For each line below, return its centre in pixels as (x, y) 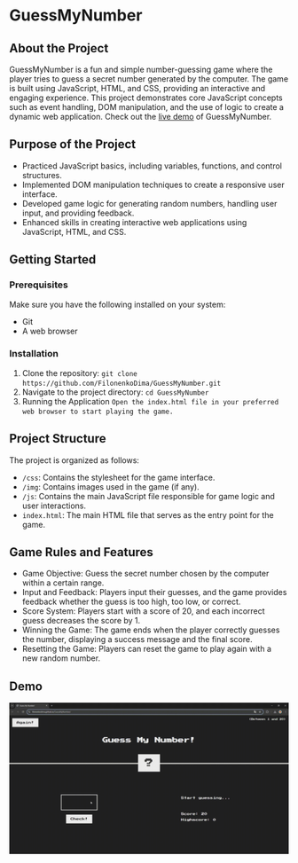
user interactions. (54, 506)
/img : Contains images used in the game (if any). (110, 486)
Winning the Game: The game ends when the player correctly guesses (151, 630)
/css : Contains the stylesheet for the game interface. (118, 477)
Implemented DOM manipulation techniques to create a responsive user (153, 184)
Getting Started (53, 259)
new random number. (61, 658)
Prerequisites (39, 285)
